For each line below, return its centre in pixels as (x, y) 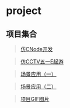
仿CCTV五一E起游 (42, 62)
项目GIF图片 (35, 99)
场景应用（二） (38, 87)
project (24, 11)
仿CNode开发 (36, 49)
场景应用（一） (38, 74)
